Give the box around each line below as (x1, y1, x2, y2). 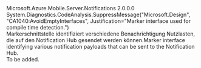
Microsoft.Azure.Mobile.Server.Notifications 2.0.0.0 (6, 5, 135, 11)
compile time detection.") (6, 24, 69, 31)
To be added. (6, 56, 39, 63)
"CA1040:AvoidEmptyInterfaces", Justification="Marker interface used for (6, 17, 191, 25)
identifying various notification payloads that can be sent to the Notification (6, 43, 196, 50)
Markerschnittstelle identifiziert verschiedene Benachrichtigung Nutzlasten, (6, 30, 196, 37)
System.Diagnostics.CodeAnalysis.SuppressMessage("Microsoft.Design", (6, 11, 191, 18)
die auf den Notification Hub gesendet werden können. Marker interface (6, 37, 185, 43)
